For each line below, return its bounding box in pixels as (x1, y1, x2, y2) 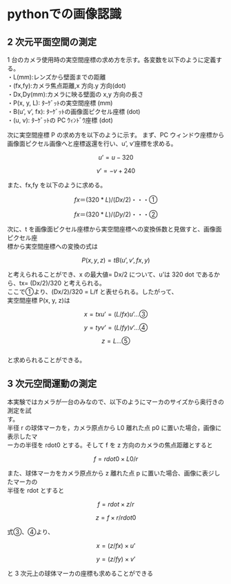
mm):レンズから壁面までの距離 (19, 73, 106, 81)
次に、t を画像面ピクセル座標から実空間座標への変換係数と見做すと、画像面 (7, 225, 222, 233)
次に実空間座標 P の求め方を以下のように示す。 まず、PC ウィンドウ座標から (7, 131, 225, 139)
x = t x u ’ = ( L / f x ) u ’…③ (83, 310, 148, 318)
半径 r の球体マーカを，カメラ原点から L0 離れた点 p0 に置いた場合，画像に (7, 423, 222, 432)
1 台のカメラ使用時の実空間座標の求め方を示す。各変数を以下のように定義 (7, 56, 217, 64)
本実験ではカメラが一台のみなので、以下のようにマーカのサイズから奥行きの (7, 397, 225, 406)
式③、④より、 (7, 527, 54, 536)
